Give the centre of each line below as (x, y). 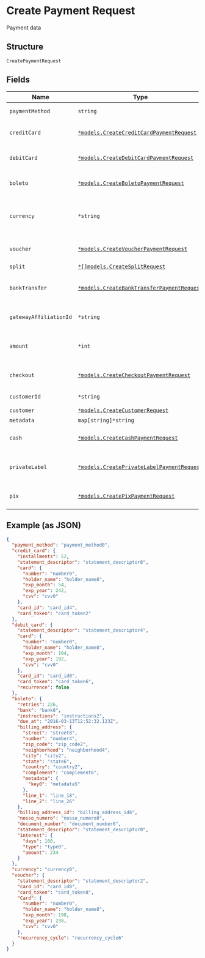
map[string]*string (106, 420)
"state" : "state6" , (47, 762)
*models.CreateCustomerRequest (123, 410)
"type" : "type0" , (45, 847)
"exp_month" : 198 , (46, 915)
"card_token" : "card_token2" (54, 613)
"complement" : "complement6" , (61, 773)
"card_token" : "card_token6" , (56, 682)
